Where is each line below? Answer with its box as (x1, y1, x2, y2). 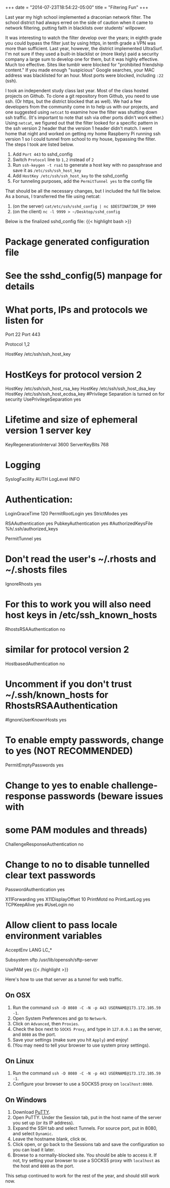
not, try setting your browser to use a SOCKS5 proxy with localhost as (12, 1158, 160, 1164)
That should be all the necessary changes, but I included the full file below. (5, 188, 161, 194)
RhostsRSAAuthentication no (5, 626, 66, 632)
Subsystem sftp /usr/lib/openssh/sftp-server (5, 956, 98, 963)
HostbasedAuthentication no (5, 661, 65, 667)
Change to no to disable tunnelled (5, 859, 150, 870)
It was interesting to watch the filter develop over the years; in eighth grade (5, 35, 162, 41)
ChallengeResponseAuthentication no (5, 841, 84, 847)
